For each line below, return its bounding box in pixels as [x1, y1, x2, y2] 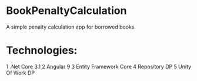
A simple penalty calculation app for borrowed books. [6, 23, 136, 30]
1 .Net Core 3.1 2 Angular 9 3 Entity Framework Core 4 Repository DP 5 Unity [6, 63, 192, 70]
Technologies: [6, 44, 78, 57]
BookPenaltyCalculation [6, 4, 127, 17]
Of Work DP [6, 69, 35, 76]
